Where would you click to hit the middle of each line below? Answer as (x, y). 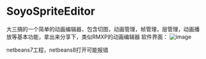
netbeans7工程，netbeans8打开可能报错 (57, 50)
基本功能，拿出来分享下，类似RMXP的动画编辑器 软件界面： (93, 37)
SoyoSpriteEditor (51, 11)
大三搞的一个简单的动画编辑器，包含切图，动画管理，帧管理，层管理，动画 (100, 29)
